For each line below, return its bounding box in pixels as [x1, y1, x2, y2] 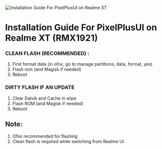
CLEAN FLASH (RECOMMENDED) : [5, 50, 89, 57]
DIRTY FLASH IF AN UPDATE [5, 84, 75, 91]
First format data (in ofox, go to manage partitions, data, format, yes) [12, 61, 153, 67]
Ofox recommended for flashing [12, 133, 78, 139]
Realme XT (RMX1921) [5, 33, 98, 44]
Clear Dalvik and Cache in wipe [12, 95, 77, 101]
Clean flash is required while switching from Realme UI [12, 138, 124, 144]
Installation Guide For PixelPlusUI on [5, 22, 158, 33]
